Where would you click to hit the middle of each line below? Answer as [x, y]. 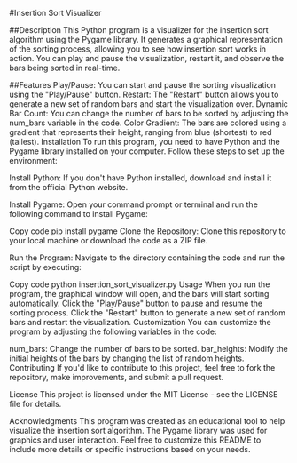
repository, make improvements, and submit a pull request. [117, 377]
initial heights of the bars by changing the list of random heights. [127, 358]
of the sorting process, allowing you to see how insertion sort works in [138, 49]
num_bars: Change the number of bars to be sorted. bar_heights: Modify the [148, 349]
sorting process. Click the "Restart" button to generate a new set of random [148, 313]
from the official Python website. [69, 187]
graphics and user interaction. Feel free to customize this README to [135, 440]
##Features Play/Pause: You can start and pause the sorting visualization [143, 85]
